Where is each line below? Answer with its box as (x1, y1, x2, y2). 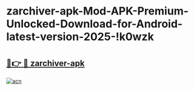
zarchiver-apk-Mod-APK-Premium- (6, 4, 189, 18)
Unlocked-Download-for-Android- (6, 17, 183, 31)
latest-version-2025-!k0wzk (6, 30, 155, 43)
